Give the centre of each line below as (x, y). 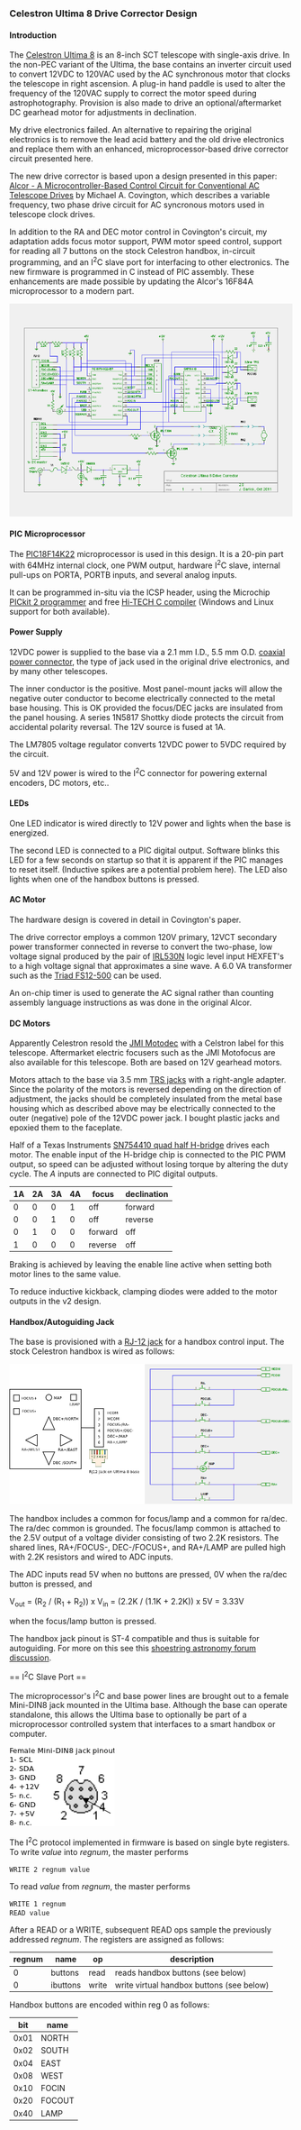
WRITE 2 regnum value (50, 1869)
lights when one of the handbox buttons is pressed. (104, 879)
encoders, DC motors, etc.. (59, 782)
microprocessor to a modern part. (72, 290)
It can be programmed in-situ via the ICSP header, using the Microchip (140, 592)
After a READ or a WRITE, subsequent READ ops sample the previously (141, 1929)
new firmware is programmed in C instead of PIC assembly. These (132, 271)
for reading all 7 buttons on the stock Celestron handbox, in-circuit (133, 251)
